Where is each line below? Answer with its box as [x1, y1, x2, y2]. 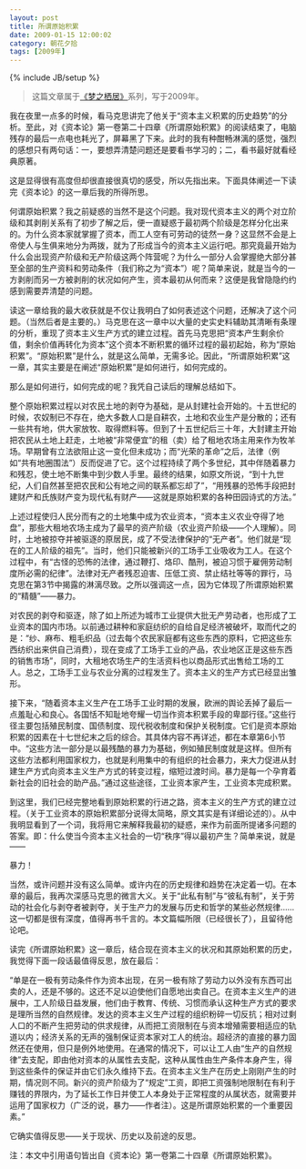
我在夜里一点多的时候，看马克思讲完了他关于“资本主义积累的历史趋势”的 [9, 110, 280, 121]
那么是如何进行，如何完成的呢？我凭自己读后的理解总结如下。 [9, 381, 241, 392]
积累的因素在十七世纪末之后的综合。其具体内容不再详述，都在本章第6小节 [9, 732, 286, 743]
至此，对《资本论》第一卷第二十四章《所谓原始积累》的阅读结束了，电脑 [25, 122, 297, 133]
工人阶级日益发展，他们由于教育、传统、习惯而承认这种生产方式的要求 [33, 998, 297, 1009]
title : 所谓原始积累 [9, 22, 79, 31]
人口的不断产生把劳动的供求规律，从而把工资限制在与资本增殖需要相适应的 [9, 1021, 289, 1032]
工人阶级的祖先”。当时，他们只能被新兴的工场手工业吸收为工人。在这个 [25, 545, 293, 556]
